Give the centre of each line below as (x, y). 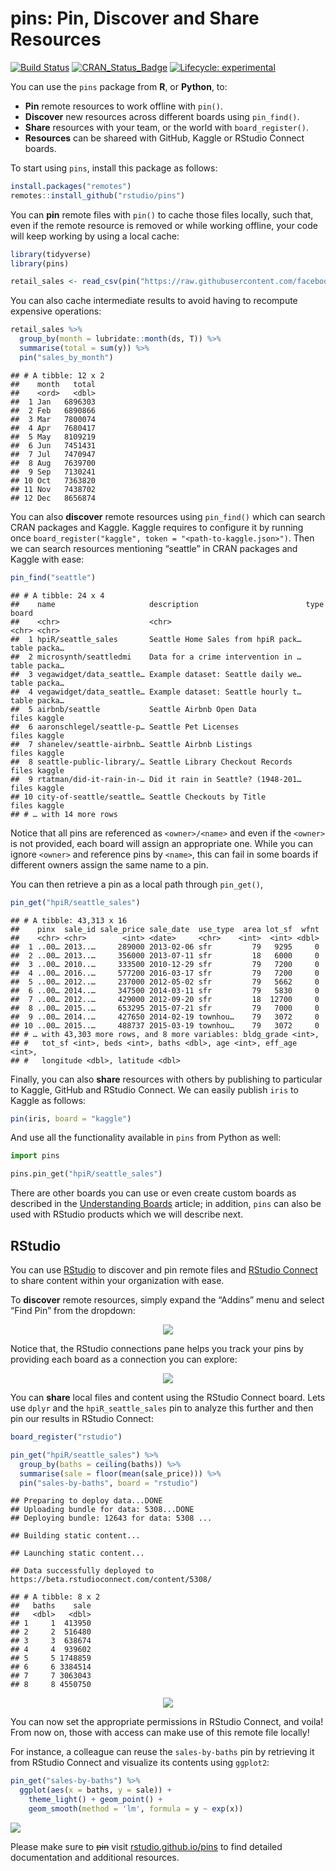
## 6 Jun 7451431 (53, 445)
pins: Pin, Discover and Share (135, 18)
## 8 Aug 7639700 (53, 463)
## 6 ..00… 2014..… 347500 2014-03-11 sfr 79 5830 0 (165, 990)
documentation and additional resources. (95, 1857)
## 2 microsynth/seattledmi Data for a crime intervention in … (156, 657)
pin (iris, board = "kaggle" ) (71, 1118)
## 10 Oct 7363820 (53, 480)
